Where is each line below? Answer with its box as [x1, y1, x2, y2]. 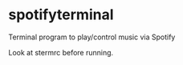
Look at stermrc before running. [8, 47, 114, 57]
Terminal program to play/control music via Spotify [8, 32, 176, 42]
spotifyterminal [8, 6, 114, 24]
